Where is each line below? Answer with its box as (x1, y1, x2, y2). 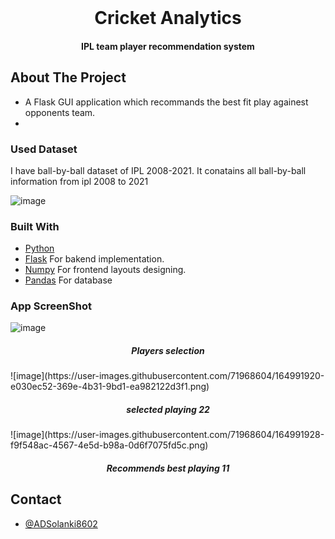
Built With (10, 219, 60, 233)
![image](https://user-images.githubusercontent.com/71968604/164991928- (10, 429, 325, 441)
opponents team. (24, 106, 96, 118)
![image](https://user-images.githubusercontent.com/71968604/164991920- (10, 370, 325, 382)
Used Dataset (10, 142, 78, 156)
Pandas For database (24, 274, 113, 286)
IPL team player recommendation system (81, 40, 255, 52)
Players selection (131, 345, 205, 357)
